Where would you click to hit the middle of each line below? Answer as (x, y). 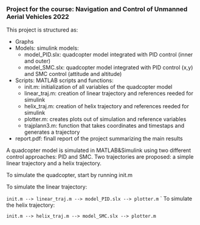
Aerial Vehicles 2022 (38, 16)
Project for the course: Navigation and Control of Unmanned (97, 9)
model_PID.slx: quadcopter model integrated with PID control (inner (109, 55)
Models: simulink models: (47, 48)
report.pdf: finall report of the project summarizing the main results (99, 139)
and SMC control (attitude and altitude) (73, 74)
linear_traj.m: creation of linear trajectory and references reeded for (109, 94)
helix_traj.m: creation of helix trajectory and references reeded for (107, 106)
